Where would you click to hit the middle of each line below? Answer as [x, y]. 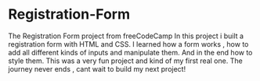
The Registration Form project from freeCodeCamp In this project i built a [126, 36]
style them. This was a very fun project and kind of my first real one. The [125, 61]
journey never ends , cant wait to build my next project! [97, 69]
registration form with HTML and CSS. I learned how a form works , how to [128, 44]
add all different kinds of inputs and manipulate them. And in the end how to [130, 52]
